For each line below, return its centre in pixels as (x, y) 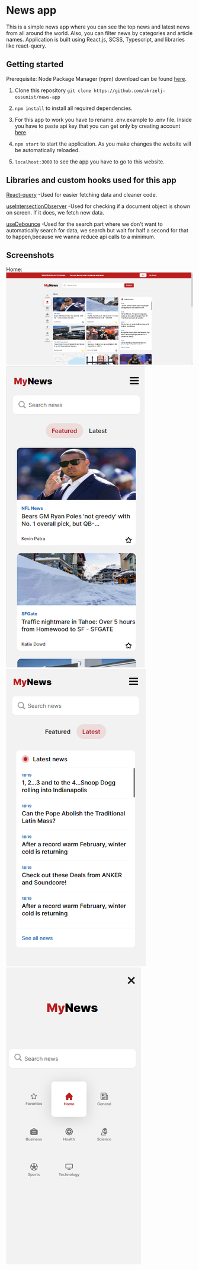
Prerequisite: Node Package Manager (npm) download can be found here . (96, 78)
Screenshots (30, 255)
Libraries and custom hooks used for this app (91, 180)
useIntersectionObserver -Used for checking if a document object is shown (98, 206)
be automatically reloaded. (47, 150)
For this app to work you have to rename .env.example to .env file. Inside (103, 119)
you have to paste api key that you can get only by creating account (97, 126)
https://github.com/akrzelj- (130, 91)
